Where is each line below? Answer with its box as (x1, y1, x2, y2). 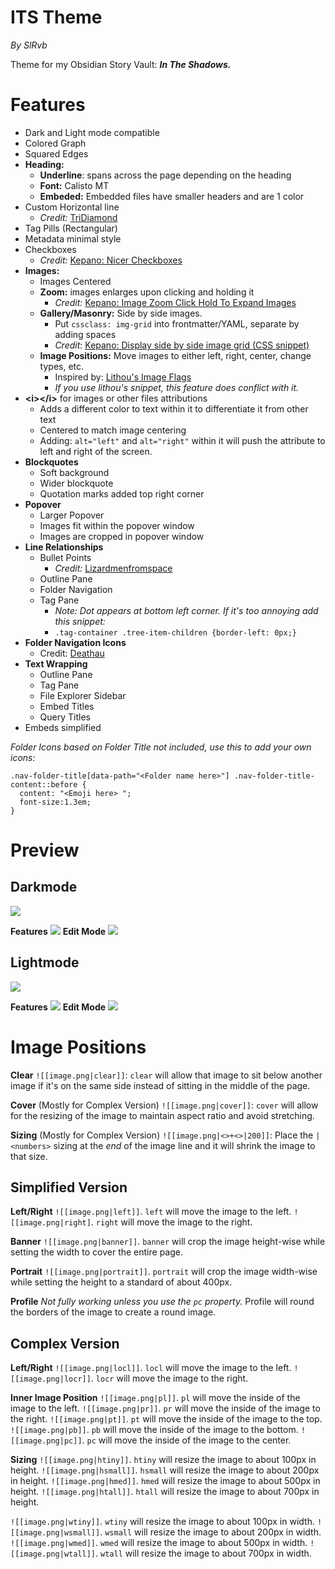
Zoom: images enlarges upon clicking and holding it (39, 286, 255, 298)
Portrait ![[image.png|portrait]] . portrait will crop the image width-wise (10, 1266, 318, 1278)
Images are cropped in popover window (39, 530, 205, 542)
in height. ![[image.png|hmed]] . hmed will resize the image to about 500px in (10, 1475, 321, 1487)
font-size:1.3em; (19, 797, 92, 807)
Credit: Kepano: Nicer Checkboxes (39, 254, 183, 266)
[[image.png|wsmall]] (10, 1528, 101, 1538)
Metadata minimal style (24, 232, 122, 245)
